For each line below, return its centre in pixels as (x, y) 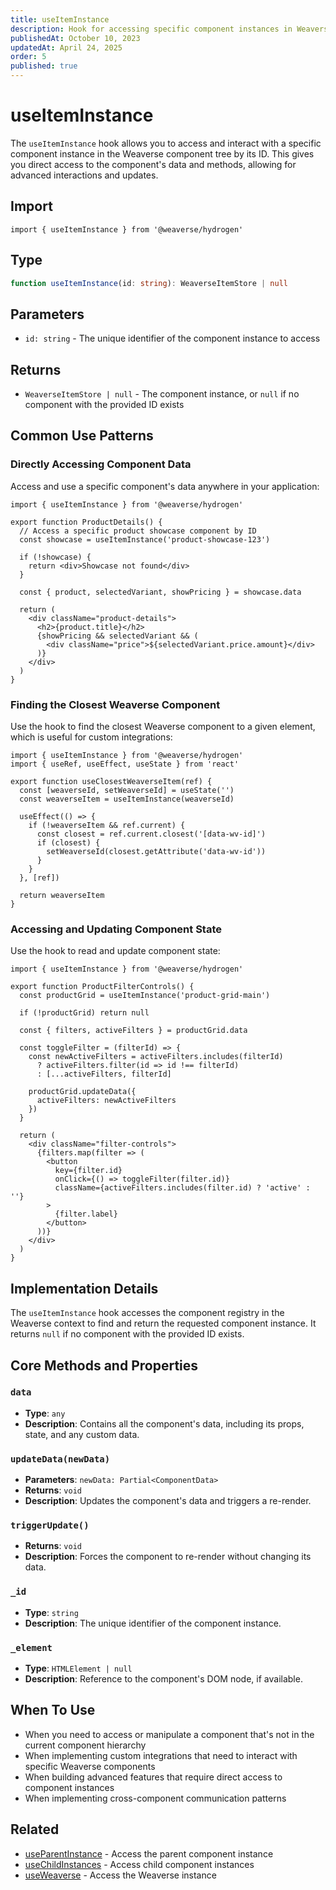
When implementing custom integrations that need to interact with (161, 1755)
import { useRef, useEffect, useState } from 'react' (125, 764)
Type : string (51, 1612)
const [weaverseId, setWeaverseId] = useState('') (127, 791)
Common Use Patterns (82, 436)
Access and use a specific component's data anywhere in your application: (165, 486)
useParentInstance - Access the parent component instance (149, 1853)
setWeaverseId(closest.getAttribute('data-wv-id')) (156, 852)
